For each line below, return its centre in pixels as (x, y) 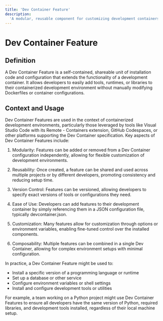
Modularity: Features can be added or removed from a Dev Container (81, 150)
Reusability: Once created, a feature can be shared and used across (80, 170)
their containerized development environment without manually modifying (79, 88)
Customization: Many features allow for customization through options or (85, 224)
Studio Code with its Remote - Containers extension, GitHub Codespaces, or (81, 130)
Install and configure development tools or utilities (62, 288)
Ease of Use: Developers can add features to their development (75, 204)
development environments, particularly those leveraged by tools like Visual (81, 125)
